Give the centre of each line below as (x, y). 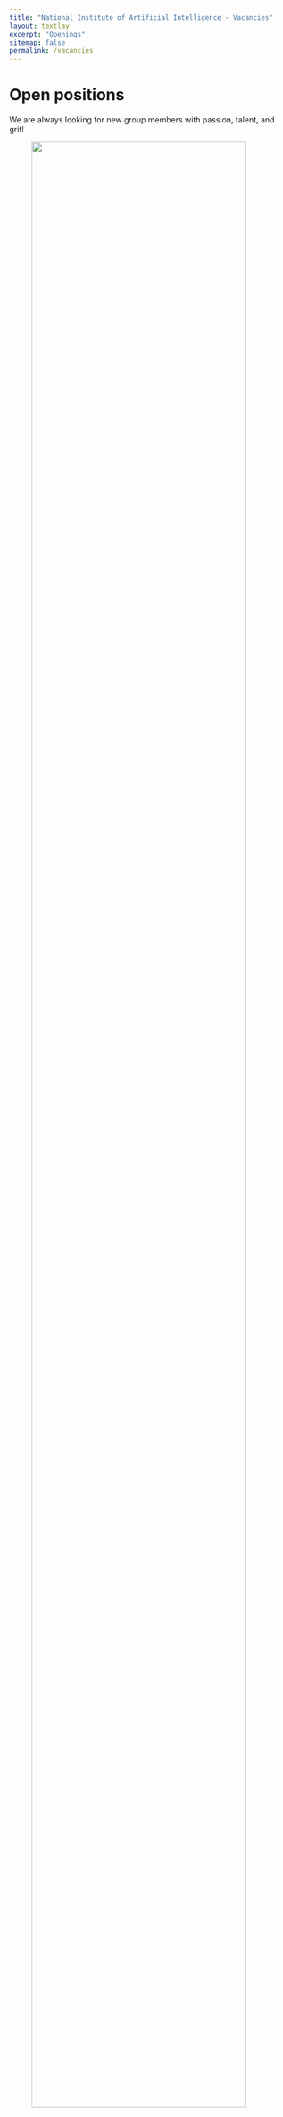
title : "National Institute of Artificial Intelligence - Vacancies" (141, 17)
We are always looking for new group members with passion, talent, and (142, 120)
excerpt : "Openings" (48, 34)
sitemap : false (37, 42)
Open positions (67, 95)
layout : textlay (39, 26)
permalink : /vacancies (51, 51)
